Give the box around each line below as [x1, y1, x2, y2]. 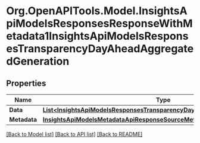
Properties [6, 78, 46, 88]
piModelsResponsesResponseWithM [6, 17, 193, 30]
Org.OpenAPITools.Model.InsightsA [6, 4, 187, 18]
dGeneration [6, 55, 70, 68]
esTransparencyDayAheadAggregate [6, 42, 194, 56]
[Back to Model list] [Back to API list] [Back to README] [6, 131, 143, 138]
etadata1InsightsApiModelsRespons [6, 30, 189, 43]
